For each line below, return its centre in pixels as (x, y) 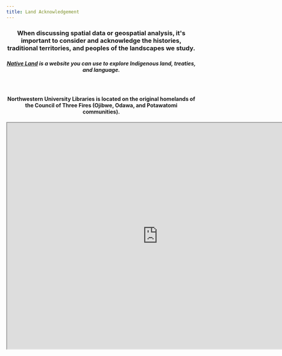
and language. (101, 70)
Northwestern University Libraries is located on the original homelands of (101, 99)
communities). (101, 112)
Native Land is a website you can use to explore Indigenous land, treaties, (101, 63)
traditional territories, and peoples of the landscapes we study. (101, 48)
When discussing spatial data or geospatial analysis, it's (101, 33)
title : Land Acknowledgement (43, 12)
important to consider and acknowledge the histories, (101, 40)
